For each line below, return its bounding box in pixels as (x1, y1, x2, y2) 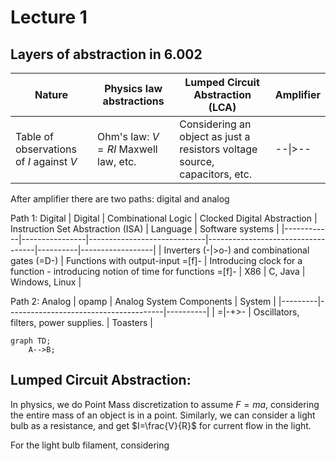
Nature (34, 88, 68, 101)
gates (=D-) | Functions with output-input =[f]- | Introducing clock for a (10, 255, 303, 266)
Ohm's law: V (97, 130, 160, 143)
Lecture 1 (10, 6, 88, 29)
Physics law (104, 82, 163, 95)
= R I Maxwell (97, 142, 158, 156)
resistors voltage (179, 142, 258, 156)
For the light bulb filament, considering (10, 439, 170, 451)
